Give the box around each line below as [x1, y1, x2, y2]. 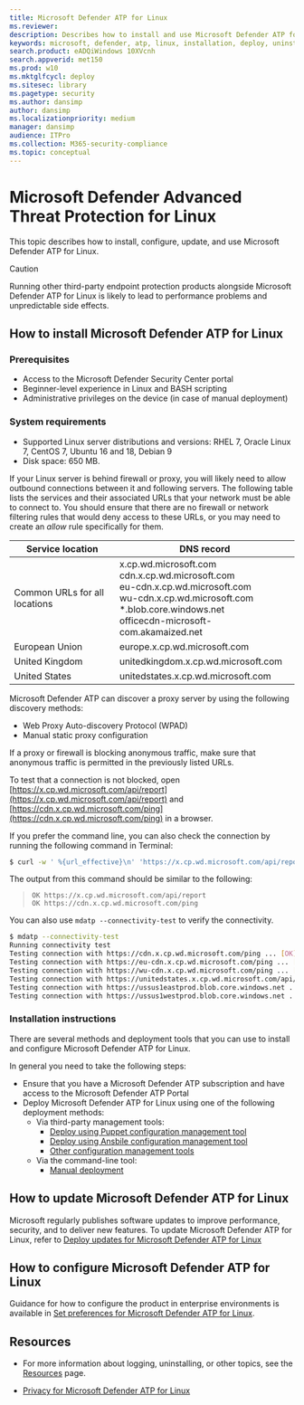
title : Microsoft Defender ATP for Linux [9, 13, 168, 23]
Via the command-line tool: [35, 1154, 138, 1165]
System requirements [9, 415, 107, 428]
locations [14, 597, 53, 610]
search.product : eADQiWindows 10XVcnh [9, 47, 156, 56]
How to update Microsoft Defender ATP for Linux [9, 1191, 290, 1206]
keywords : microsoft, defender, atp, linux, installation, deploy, [9, 38, 270, 48]
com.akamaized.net [119, 625, 204, 638]
